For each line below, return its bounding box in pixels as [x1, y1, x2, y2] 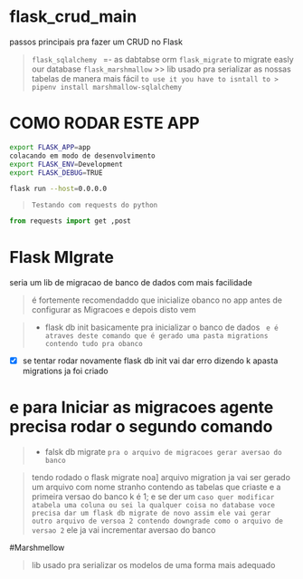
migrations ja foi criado [22, 365, 109, 377]
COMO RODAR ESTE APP [9, 113, 201, 133]
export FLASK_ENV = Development [9, 159, 124, 169]
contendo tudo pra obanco [44, 340, 143, 349]
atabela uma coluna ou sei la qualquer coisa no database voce [31, 501, 276, 510]
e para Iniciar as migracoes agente [9, 397, 274, 418]
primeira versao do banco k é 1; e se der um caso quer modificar [31, 491, 275, 502]
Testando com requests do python [31, 201, 158, 210]
